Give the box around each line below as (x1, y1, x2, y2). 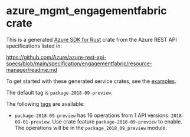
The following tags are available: (6, 100, 85, 107)
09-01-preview (14, 119, 50, 125)
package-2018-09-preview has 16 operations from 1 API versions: (14, 112, 170, 119)
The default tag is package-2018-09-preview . (6, 89, 113, 96)
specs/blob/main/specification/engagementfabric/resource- (6, 60, 152, 67)
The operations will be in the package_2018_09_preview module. (14, 124, 167, 131)
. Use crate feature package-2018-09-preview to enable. (49, 118, 183, 125)
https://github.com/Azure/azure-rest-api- (6, 54, 107, 61)
